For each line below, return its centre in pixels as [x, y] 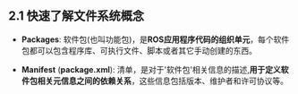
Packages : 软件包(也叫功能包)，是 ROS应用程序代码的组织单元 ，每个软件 [155, 39]
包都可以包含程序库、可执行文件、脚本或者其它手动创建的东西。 [139, 50]
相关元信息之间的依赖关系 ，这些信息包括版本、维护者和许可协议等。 [162, 81]
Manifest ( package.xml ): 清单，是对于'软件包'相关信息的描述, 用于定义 [151, 69]
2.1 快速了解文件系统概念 [77, 16]
